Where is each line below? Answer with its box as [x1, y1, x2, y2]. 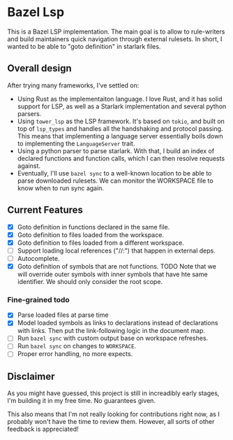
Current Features [7, 204, 84, 216]
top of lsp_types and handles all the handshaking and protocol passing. [17, 124, 223, 133]
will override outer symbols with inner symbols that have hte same [17, 270, 208, 278]
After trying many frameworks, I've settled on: [7, 81, 140, 90]
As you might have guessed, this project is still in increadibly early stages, [7, 389, 220, 397]
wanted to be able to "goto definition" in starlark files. [7, 42, 161, 50]
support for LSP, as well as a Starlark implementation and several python [17, 102, 227, 111]
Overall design [7, 62, 72, 74]
